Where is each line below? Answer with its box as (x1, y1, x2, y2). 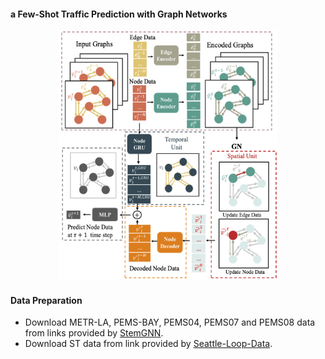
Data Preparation (10, 294, 83, 306)
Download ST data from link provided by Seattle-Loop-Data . (24, 338, 273, 350)
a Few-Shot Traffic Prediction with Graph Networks (10, 8, 228, 20)
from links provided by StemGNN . (24, 327, 164, 339)
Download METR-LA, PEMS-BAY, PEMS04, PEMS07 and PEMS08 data (24, 316, 316, 329)
